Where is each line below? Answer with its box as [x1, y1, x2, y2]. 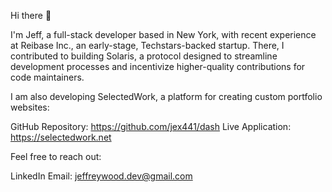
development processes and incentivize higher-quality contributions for [10, 61, 306, 72]
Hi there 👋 [10, 10, 52, 21]
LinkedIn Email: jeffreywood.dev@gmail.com [10, 170, 193, 182]
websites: [10, 101, 50, 113]
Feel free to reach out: [10, 151, 102, 162]
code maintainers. [10, 71, 85, 83]
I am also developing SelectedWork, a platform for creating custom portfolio [10, 91, 323, 102]
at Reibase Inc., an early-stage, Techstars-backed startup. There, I [10, 40, 285, 51]
